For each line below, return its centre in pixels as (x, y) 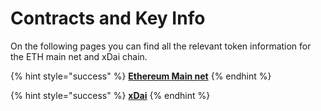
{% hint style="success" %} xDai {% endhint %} (110, 95)
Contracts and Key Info (108, 18)
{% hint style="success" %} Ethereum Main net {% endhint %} (141, 76)
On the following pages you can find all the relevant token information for (161, 46)
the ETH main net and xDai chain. (79, 56)
